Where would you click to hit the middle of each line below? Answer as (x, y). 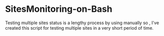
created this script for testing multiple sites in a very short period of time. (80, 28)
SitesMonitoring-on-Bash (59, 9)
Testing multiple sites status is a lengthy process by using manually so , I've (82, 23)
